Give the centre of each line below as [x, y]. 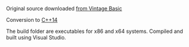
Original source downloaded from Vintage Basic [64, 9]
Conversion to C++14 [32, 20]
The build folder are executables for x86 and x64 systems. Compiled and [95, 31]
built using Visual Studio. [36, 37]
